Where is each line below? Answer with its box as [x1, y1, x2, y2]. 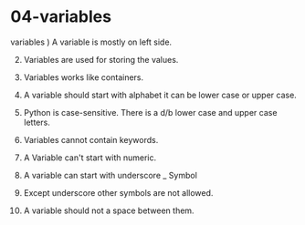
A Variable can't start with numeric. [23, 152, 157, 163]
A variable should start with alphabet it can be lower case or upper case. [23, 89, 298, 100]
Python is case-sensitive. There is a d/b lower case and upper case [23, 107, 278, 118]
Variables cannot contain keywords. [23, 134, 159, 145]
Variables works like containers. [23, 71, 144, 83]
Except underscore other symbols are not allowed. [23, 187, 214, 198]
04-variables [10, 6, 112, 27]
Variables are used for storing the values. [23, 54, 179, 65]
